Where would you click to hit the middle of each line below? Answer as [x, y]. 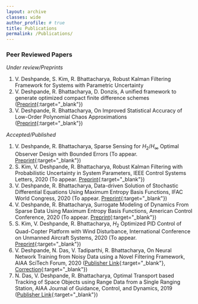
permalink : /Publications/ [40, 34]
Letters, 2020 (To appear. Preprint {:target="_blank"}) [80, 180]
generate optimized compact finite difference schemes [82, 98]
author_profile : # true [36, 23]
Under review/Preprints [35, 68]
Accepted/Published [31, 135]
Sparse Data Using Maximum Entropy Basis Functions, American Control [103, 211]
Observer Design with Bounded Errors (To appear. [76, 154]
